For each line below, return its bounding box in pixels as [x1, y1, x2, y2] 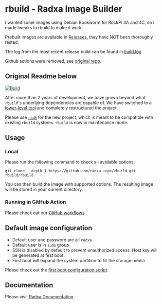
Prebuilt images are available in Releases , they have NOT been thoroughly [5, 34, 153, 40]
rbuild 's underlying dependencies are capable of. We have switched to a [5, 100, 152, 106]
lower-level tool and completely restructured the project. [5, 105, 118, 110]
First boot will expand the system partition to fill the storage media [12, 257, 145, 263]
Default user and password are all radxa [12, 237, 92, 243]
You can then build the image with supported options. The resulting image [5, 181, 154, 187]
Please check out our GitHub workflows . [5, 210, 86, 215]
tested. [5, 39, 19, 45]
